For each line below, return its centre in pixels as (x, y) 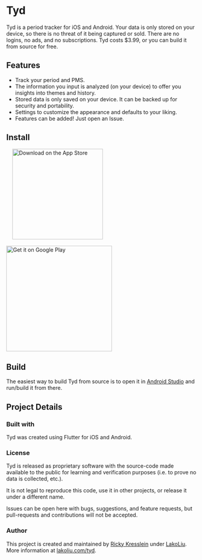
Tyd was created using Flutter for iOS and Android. (69, 437)
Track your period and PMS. (50, 80)
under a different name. (36, 497)
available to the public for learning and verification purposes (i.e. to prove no (101, 472)
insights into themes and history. (55, 93)
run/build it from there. (34, 388)
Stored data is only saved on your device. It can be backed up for (96, 99)
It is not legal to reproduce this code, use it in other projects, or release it (96, 491)
